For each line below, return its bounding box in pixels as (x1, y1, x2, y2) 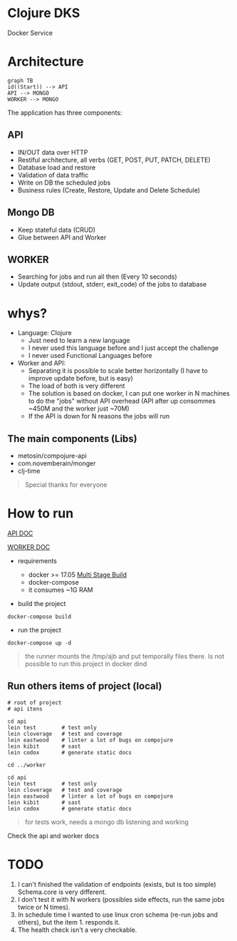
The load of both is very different (28, 381, 125, 390)
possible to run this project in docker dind (24, 659, 147, 668)
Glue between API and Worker (17, 233, 107, 242)
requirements (17, 557, 57, 565)
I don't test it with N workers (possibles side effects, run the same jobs (17, 895, 225, 903)
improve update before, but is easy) (28, 374, 134, 383)
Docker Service (7, 29, 53, 37)
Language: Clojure (17, 329, 73, 337)
